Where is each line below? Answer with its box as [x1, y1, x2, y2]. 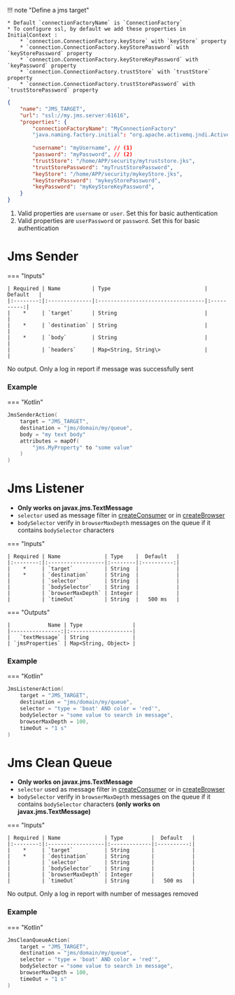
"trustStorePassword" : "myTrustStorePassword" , [32, 164, 173, 171]
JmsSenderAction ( [7, 412, 58, 419]
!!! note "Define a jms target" [7, 6, 90, 14]
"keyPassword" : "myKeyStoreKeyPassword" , [32, 183, 155, 191]
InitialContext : [7, 31, 58, 38]
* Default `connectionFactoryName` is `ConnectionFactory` [7, 20, 183, 27]
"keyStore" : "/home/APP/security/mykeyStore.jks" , [32, 171, 183, 178]
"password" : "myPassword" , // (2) [32, 151, 133, 158]
